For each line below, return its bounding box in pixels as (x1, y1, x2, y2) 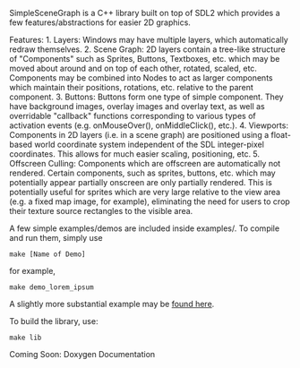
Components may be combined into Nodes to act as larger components (9, 73, 273, 83)
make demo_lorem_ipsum (9, 283, 94, 292)
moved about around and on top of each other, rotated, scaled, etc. (9, 63, 258, 73)
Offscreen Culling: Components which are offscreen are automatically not (9, 158, 281, 168)
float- (270, 130, 291, 140)
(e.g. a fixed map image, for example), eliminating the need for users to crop (9, 196, 291, 207)
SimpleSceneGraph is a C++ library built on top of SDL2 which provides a (9, 8, 280, 18)
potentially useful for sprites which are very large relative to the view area (9, 187, 280, 197)
